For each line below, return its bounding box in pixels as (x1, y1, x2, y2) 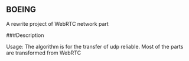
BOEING (6, 5, 37, 15)
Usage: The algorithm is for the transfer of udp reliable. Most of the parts (6, 43, 184, 50)
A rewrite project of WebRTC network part (6, 20, 109, 27)
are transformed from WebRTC (6, 49, 82, 56)
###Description (6, 32, 44, 39)
